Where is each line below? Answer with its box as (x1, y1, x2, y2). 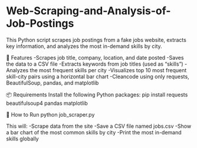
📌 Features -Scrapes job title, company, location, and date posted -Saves (6, 54, 184, 61)
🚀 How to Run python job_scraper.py (6, 111, 95, 118)
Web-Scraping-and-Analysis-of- (6, 4, 171, 18)
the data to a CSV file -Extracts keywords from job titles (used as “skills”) (6, 60, 184, 67)
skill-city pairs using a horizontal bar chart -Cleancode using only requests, (6, 73, 190, 80)
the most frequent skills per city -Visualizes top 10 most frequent (29, 66, 187, 73)
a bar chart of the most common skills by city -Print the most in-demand (6, 128, 182, 136)
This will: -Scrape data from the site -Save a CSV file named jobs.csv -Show (6, 123, 192, 130)
